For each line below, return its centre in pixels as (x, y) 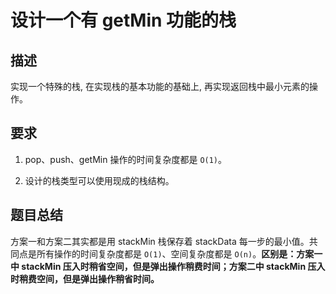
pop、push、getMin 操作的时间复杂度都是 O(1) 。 (126, 159)
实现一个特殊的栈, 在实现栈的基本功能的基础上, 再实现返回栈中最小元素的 (160, 86)
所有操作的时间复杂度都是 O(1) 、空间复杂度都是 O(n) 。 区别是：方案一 (179, 253)
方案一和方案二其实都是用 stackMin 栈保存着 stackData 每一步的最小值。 (160, 241)
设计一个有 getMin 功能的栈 (123, 20)
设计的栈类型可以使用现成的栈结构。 (99, 180)
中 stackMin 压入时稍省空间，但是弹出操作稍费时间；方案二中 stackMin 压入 (168, 266)
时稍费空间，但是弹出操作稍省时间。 (85, 278)
